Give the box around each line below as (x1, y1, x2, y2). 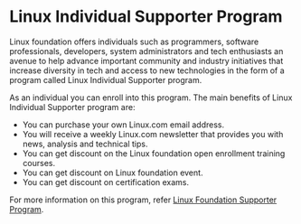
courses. (22, 157, 56, 168)
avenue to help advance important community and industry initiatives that (9, 55, 284, 66)
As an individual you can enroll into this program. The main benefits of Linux (9, 92, 293, 103)
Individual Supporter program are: (9, 101, 136, 112)
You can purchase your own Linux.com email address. (22, 119, 224, 130)
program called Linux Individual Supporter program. (9, 74, 202, 85)
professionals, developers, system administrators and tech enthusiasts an (9, 45, 284, 56)
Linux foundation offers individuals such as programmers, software (9, 36, 259, 47)
